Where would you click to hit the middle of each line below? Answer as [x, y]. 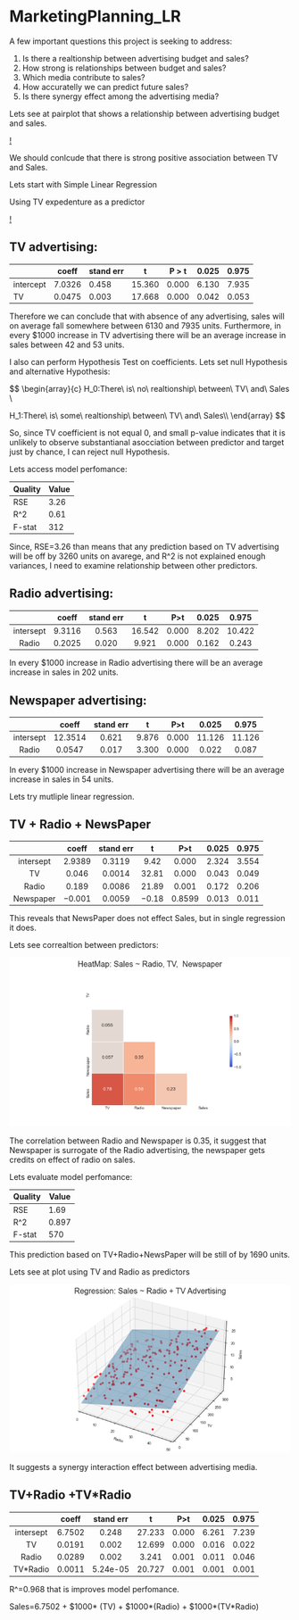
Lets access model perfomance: [68, 469]
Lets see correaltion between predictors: [84, 945]
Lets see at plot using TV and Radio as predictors [100, 1271]
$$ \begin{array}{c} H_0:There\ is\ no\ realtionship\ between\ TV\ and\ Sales [149, 389]
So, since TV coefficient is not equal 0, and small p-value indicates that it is [147, 433]
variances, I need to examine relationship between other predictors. [133, 565]
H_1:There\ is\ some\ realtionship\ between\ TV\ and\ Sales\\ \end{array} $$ [147, 416]
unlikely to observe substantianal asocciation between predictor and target [147, 443]
